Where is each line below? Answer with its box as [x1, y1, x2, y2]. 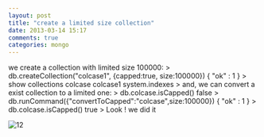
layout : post [8, 11, 52, 20]
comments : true [8, 33, 59, 42]
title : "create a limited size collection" [8, 19, 155, 27]
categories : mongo [8, 41, 69, 49]
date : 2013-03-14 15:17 [8, 26, 87, 34]
